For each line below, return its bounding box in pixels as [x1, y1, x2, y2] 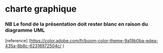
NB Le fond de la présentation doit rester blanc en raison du [5, 21, 148, 28]
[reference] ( [5, 38, 31, 44]
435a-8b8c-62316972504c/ [5, 43, 62, 49]
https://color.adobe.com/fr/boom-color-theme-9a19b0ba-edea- [30, 38, 158, 44]
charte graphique [5, 3, 77, 15]
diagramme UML [5, 27, 45, 34]
